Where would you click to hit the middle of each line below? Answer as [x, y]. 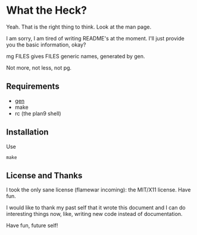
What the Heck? [47, 10]
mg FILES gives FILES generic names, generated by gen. [76, 56]
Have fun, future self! [32, 225]
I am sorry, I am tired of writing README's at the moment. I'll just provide [95, 38]
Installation [27, 132]
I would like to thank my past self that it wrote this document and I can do [96, 208]
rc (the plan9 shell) [38, 113]
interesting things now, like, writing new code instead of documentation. [94, 214]
